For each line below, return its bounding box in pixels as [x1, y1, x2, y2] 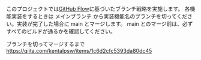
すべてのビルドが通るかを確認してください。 [6, 28, 116, 35]
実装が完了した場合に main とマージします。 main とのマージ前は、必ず [16, 20, 193, 27]
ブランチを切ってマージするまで [6, 41, 85, 47]
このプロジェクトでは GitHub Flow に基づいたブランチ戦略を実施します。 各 [6, 5, 190, 12]
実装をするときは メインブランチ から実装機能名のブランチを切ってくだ [11, 13, 188, 20]
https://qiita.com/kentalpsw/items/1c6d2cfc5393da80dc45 [6, 47, 152, 54]
